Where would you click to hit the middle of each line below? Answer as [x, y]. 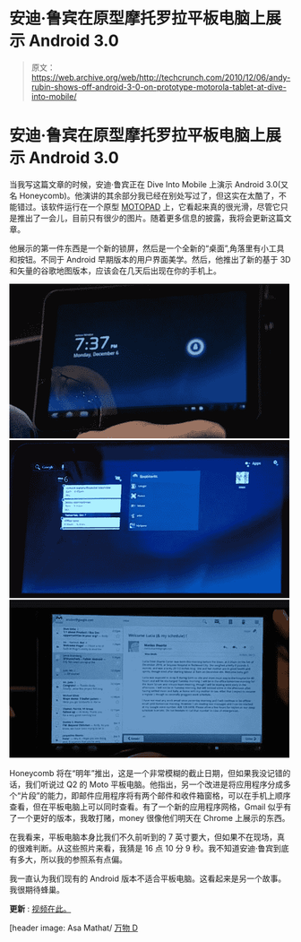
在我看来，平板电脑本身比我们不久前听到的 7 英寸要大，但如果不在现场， [143, 837]
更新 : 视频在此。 [40, 908]
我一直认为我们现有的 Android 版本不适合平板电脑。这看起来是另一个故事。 [148, 878]
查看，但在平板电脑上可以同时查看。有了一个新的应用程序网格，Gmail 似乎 [146, 807]
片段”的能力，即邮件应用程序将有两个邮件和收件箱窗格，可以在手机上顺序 [156, 795]
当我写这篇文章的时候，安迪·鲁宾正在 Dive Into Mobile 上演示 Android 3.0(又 [149, 184]
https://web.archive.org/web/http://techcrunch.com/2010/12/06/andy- [161, 77]
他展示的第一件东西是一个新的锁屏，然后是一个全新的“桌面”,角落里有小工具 [147, 248]
